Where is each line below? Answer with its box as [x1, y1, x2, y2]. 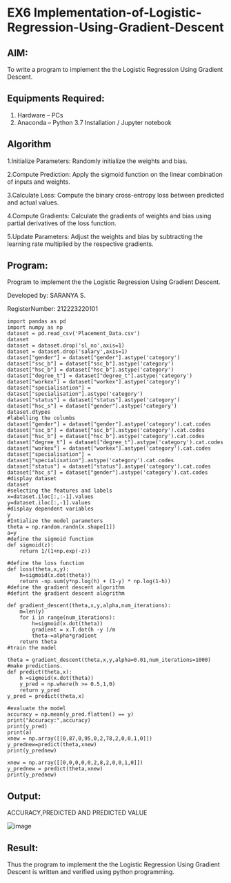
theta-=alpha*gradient [32, 632, 97, 640]
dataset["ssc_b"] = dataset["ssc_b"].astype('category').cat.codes [7, 427, 205, 434]
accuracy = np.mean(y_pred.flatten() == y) [7, 711, 134, 718]
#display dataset [7, 475, 57, 482]
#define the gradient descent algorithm [7, 584, 125, 591]
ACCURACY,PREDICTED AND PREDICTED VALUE [7, 808, 148, 817]
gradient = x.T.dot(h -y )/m [32, 627, 116, 634]
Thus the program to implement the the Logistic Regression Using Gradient [7, 860, 221, 868]
